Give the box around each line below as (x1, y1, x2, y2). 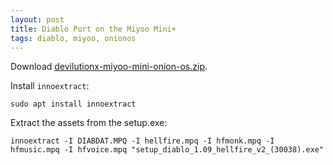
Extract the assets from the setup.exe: (10, 117, 168, 129)
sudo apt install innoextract (10, 99, 137, 110)
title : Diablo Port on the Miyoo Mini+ (10, 24, 177, 34)
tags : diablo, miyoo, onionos (10, 33, 137, 43)
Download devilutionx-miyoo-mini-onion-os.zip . (10, 61, 208, 73)
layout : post (10, 14, 65, 25)
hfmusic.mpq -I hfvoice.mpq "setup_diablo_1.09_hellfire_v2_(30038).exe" (10, 145, 325, 155)
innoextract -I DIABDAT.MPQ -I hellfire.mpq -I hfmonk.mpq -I (10, 136, 275, 146)
